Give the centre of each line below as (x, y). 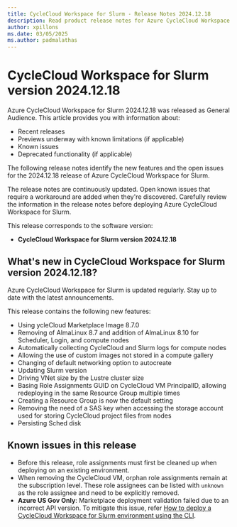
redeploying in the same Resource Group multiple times (99, 393)
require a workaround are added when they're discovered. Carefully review (117, 197)
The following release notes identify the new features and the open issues (116, 168)
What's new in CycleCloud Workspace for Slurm (116, 262)
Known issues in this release (72, 446)
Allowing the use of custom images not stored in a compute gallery (115, 355)
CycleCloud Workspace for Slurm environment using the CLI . (107, 515)
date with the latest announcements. (61, 297)
